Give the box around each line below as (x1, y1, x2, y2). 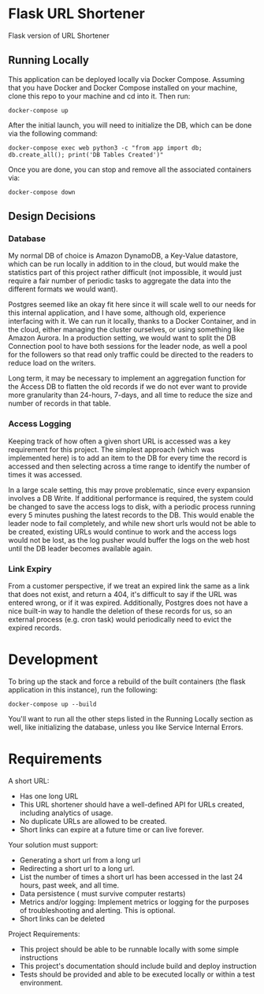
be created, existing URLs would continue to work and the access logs (8, 527, 237, 536)
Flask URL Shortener (8, 5, 146, 23)
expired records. (8, 623, 61, 632)
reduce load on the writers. (8, 358, 96, 368)
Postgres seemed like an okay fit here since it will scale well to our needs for (8, 300, 256, 310)
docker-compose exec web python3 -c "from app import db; (8, 143, 203, 152)
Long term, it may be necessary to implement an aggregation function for (8, 373, 247, 383)
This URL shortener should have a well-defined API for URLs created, (19, 799, 245, 809)
